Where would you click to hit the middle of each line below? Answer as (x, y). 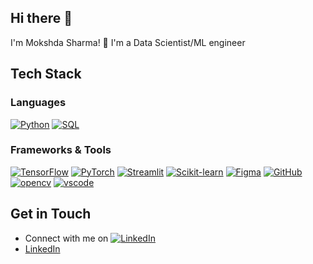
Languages (38, 103)
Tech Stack (46, 74)
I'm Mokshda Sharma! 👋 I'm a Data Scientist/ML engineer (128, 42)
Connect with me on (66, 238)
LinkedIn (42, 248)
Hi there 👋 (41, 18)
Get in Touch (51, 214)
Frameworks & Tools (61, 150)
